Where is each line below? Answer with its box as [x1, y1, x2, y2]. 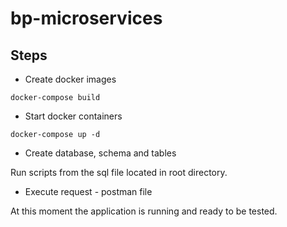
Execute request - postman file [24, 186, 153, 197]
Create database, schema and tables [24, 147, 177, 159]
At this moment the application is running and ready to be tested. [10, 205, 278, 217]
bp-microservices [10, 7, 163, 30]
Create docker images [24, 73, 117, 85]
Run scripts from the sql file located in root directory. [10, 167, 228, 178]
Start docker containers [24, 110, 123, 122]
